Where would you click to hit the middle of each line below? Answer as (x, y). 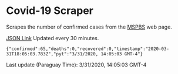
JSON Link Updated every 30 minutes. (53, 38)
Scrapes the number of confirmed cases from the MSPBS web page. (89, 27)
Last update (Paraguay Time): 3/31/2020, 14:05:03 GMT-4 (76, 65)
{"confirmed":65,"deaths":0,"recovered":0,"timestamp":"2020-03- (88, 49)
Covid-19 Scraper (50, 11)
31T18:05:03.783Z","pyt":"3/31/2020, (52, 54)
